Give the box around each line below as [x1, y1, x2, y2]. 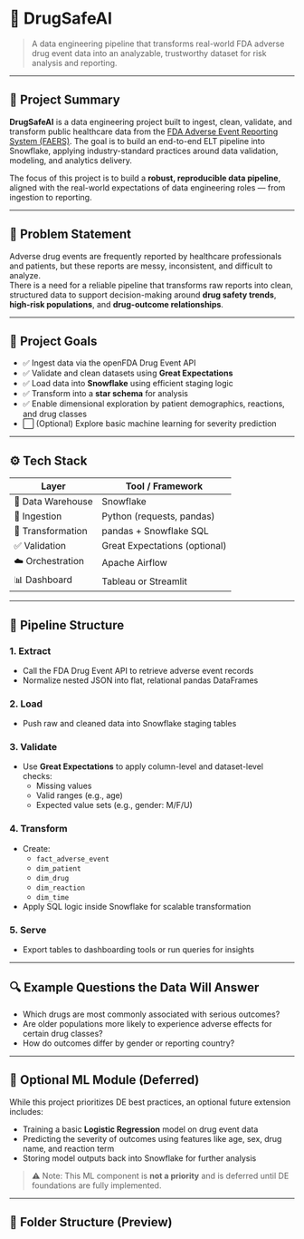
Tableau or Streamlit [101, 575, 187, 588]
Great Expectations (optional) [101, 540, 227, 552]
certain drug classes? [22, 1028, 103, 1039]
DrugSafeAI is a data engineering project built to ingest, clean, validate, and [9, 116, 292, 127]
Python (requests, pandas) [101, 510, 215, 522]
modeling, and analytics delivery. [9, 154, 133, 166]
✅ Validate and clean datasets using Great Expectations [22, 367, 233, 379]
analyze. [9, 269, 42, 280]
